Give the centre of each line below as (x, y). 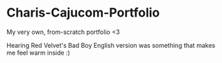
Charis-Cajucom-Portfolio (83, 13)
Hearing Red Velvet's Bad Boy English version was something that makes (111, 45)
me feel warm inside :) (39, 53)
